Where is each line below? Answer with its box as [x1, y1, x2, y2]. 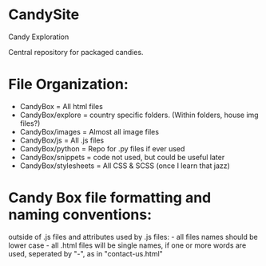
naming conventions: [8, 205, 153, 224]
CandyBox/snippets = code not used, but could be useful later [19, 152, 225, 162]
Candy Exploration [8, 32, 69, 41]
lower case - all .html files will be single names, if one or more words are [8, 241, 247, 250]
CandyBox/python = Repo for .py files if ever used [19, 143, 185, 153]
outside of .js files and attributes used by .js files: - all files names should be [8, 232, 258, 241]
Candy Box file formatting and [8, 189, 212, 207]
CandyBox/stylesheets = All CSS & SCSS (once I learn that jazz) [19, 161, 230, 170]
